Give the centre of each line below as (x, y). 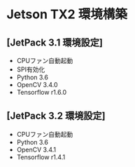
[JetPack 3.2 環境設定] (56, 116)
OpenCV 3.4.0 (37, 85)
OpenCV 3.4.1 (36, 149)
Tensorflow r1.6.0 (42, 92)
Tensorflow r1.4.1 (41, 157)
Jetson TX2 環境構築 (67, 14)
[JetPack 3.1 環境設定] (55, 42)
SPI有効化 (31, 69)
